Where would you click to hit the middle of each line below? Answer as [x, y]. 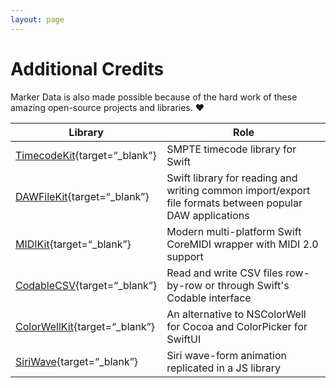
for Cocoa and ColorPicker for [237, 326]
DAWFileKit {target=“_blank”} [82, 196]
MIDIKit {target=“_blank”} [73, 244]
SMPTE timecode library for [231, 149]
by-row [184, 285]
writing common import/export [238, 190]
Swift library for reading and [232, 178]
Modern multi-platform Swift [234, 231]
